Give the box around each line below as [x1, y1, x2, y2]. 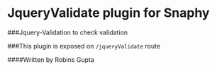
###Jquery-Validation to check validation [7, 28, 128, 37]
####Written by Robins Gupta [7, 55, 94, 64]
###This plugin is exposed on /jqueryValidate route [7, 41, 161, 50]
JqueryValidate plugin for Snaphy [7, 5, 210, 21]
